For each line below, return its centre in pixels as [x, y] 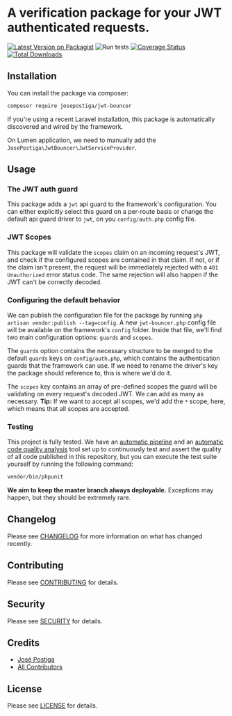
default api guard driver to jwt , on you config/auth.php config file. [102, 219]
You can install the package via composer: [68, 93]
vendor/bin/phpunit [35, 477]
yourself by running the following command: [71, 464]
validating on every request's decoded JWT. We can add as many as [106, 394]
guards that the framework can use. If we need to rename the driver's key [113, 365]
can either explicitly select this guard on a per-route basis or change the [110, 212]
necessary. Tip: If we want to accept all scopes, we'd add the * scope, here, [116, 401]
